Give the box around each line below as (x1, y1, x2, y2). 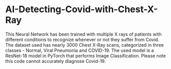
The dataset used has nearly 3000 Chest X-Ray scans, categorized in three (5, 42, 164, 48)
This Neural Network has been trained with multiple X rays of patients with (5, 31, 162, 37)
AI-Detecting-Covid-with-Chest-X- (5, 4, 158, 15)
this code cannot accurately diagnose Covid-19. (5, 58, 106, 64)
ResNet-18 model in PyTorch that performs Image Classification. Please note (5, 52, 166, 59)
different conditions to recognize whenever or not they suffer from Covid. (5, 37, 160, 43)
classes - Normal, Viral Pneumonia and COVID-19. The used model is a (5, 47, 154, 53)
